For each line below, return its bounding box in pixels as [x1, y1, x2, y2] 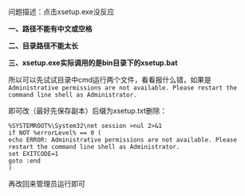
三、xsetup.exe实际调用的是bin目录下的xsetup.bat [8, 58, 178, 67]
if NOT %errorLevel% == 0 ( [8, 129, 102, 137]
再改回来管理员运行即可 [8, 179, 85, 188]
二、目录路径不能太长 [8, 41, 78, 50]
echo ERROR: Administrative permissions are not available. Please [8, 136, 238, 144]
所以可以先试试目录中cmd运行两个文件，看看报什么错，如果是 [8, 75, 211, 84]
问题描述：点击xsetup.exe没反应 [8, 7, 114, 16]
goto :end [8, 157, 41, 165]
